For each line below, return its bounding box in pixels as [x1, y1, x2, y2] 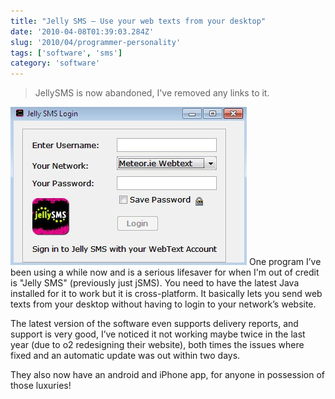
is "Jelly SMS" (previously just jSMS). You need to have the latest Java [10, 277, 300, 289]
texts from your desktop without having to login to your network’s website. [10, 298, 317, 310]
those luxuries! [10, 380, 72, 392]
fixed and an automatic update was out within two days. [10, 350, 241, 362]
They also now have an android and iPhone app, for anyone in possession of [10, 369, 326, 381]
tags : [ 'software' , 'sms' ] [10, 48, 123, 58]
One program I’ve [248, 256, 322, 268]
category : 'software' [10, 58, 101, 69]
